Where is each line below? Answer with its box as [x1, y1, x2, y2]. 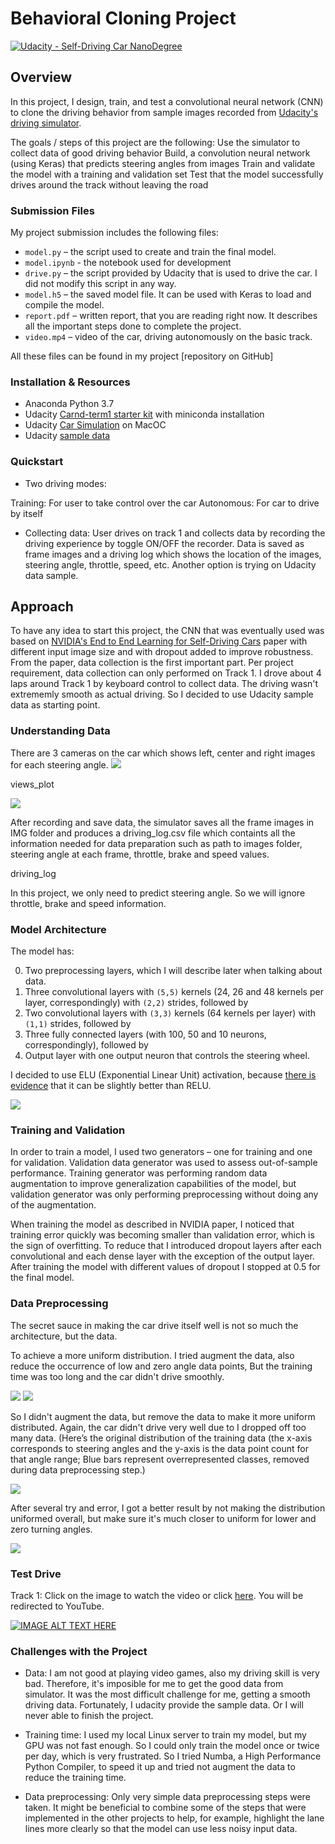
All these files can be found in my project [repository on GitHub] [10, 350, 274, 362]
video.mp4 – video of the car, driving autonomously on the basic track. [24, 331, 313, 343]
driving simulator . [10, 117, 82, 129]
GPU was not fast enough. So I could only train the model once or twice [24, 1740, 320, 1752]
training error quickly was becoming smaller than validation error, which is [10, 1229, 315, 1241]
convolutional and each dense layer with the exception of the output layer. [10, 1250, 315, 1262]
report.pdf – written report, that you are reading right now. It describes [24, 310, 318, 322]
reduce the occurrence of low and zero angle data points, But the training [10, 1360, 313, 1372]
